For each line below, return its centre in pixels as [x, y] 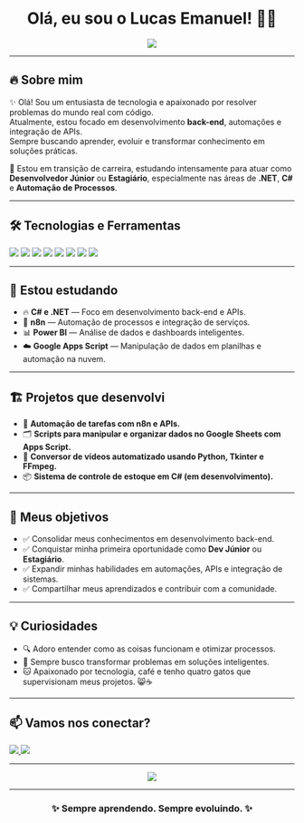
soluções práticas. [44, 151]
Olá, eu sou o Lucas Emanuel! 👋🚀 [152, 19]
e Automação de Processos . [63, 187]
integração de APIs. [46, 132]
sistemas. [40, 579]
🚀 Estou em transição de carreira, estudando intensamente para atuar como [151, 168]
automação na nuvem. [64, 359]
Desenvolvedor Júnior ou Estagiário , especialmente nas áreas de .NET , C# [151, 178]
